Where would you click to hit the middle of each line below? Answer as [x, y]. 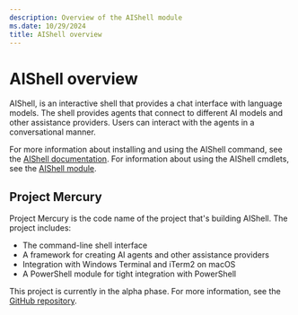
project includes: [40, 228]
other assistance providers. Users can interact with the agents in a [132, 123]
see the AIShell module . [53, 169]
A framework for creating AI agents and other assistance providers [145, 255]
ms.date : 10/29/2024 [48, 26]
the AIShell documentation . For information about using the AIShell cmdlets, [149, 159]
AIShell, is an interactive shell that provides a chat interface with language [146, 103]
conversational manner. [53, 132]
